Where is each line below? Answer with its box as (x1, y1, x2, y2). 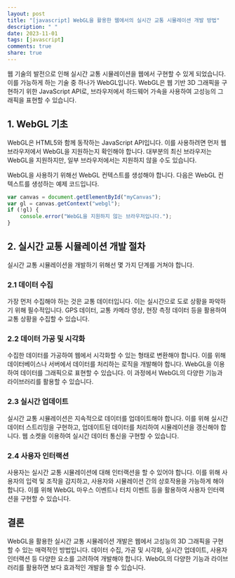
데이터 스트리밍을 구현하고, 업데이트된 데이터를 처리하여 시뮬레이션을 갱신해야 (7, 422, 220, 431)
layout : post (7, 10, 46, 18)
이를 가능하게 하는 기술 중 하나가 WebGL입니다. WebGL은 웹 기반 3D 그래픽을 (7, 78, 220, 86)
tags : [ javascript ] (7, 36, 65, 43)
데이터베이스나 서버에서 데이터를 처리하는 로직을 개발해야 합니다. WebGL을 (7, 360, 213, 368)
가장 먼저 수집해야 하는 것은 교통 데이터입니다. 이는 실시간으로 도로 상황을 (7, 297, 208, 306)
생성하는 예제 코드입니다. (31, 180, 100, 188)
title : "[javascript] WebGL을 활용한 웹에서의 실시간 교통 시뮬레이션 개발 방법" (7, 17, 220, 24)
